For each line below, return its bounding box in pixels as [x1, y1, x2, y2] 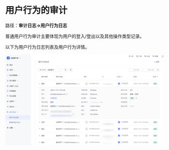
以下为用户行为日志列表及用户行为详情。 [5, 44, 90, 50]
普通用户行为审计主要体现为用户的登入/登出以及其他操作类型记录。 [5, 33, 145, 39]
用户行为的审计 [5, 5, 68, 16]
